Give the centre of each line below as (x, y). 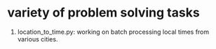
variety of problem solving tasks (103, 13)
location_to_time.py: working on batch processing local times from (113, 32)
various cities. (38, 39)
